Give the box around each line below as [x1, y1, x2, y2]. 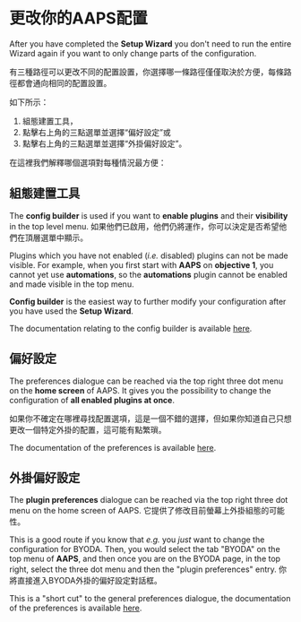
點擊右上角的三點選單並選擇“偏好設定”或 [21, 126, 172, 137]
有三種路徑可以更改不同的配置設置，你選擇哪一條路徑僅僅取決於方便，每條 [9, 66, 284, 77]
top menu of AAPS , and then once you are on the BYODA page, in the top [9, 553, 280, 565]
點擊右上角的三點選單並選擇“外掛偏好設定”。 [21, 138, 187, 149]
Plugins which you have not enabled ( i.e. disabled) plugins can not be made [9, 250, 288, 261]
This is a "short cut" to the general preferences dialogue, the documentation [9, 593, 291, 604]
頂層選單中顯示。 [24, 232, 88, 243]
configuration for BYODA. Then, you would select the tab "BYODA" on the [9, 544, 280, 555]
